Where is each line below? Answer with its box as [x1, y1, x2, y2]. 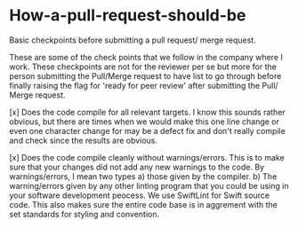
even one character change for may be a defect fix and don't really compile [9, 125, 286, 136]
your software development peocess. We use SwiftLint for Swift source [9, 190, 270, 200]
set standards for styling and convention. [9, 208, 160, 219]
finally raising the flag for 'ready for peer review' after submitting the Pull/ [9, 80, 278, 90]
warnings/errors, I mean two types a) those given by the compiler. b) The [9, 170, 278, 182]
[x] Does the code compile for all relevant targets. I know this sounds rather [9, 106, 286, 117]
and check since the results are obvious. [9, 135, 158, 145]
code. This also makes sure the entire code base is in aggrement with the [9, 199, 278, 209]
